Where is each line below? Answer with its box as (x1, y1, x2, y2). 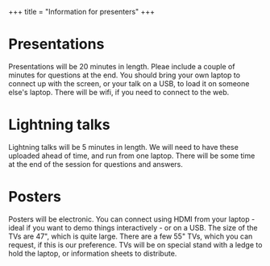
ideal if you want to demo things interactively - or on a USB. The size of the (8, 222, 258, 232)
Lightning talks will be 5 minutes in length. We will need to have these (8, 142, 239, 152)
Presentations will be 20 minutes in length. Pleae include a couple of (8, 61, 235, 71)
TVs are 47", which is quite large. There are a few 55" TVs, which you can (8, 231, 253, 241)
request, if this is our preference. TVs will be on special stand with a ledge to (8, 239, 263, 249)
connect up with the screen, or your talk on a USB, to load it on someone (8, 78, 250, 88)
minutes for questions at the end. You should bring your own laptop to (8, 70, 240, 80)
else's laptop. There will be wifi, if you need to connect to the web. (8, 87, 230, 97)
